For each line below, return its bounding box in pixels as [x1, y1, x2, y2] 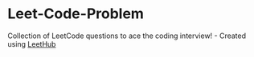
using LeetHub [7, 39, 56, 48]
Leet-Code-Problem [7, 5, 144, 23]
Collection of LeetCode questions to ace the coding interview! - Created [7, 31, 247, 40]
